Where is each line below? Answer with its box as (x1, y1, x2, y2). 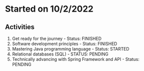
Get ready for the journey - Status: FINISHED (12, 35, 102, 41)
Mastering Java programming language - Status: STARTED (12, 46, 129, 52)
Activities (5, 23, 35, 31)
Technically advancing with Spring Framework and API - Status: (12, 56, 140, 62)
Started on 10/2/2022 (5, 3, 94, 15)
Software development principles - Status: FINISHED (12, 41, 117, 47)
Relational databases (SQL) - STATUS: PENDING (12, 51, 109, 57)
